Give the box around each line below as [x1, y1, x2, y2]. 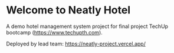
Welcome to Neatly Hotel [6, 3, 131, 17]
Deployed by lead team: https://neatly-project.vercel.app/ [6, 40, 146, 47]
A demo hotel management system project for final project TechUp [6, 23, 169, 30]
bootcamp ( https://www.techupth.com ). [6, 29, 103, 36]
